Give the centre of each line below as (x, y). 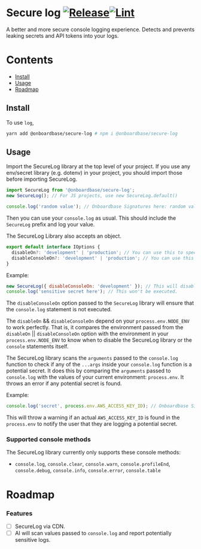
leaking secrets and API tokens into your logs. (63, 35)
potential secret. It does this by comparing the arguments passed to (89, 371)
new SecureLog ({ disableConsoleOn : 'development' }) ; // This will (92, 286)
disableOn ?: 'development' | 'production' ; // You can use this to (98, 252)
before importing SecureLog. (42, 179)
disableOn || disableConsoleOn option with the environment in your (87, 334)
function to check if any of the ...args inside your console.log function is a (99, 365)
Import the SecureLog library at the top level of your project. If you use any (98, 166)
